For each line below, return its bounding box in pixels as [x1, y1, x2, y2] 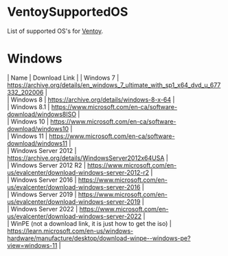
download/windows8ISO [7, 110, 77, 118]
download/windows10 [7, 124, 69, 132]
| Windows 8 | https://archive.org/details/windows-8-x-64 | [7, 95, 175, 104]
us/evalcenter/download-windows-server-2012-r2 [7, 168, 150, 176]
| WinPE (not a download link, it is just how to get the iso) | [7, 219, 172, 227]
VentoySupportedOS [7, 4, 128, 20]
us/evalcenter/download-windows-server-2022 [7, 212, 142, 220]
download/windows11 [7, 139, 67, 148]
